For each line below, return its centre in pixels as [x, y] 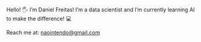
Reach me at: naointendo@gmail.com [53, 32]
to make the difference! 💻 [39, 19]
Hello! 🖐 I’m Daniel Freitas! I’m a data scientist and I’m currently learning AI [100, 10]
